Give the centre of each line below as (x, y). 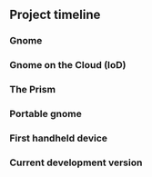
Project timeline (55, 15)
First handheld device (58, 138)
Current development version (76, 162)
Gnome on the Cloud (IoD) (68, 65)
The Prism (33, 90)
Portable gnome (46, 114)
